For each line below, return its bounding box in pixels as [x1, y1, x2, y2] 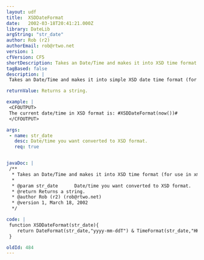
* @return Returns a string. [12, 188, 86, 195]
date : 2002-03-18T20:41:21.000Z [6, 20, 94, 26]
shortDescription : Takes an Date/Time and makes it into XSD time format [6, 60, 197, 66]
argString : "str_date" [6, 32, 64, 38]
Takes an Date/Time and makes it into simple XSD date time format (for [8, 77, 197, 83]
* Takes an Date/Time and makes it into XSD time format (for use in [12, 171, 191, 177]
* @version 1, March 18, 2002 [12, 200, 88, 206]
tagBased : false [6, 65, 47, 72]
